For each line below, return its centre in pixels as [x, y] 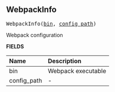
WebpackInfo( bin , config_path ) [51, 24]
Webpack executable [77, 71]
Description [65, 61]
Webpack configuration [34, 35]
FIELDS [15, 46]
